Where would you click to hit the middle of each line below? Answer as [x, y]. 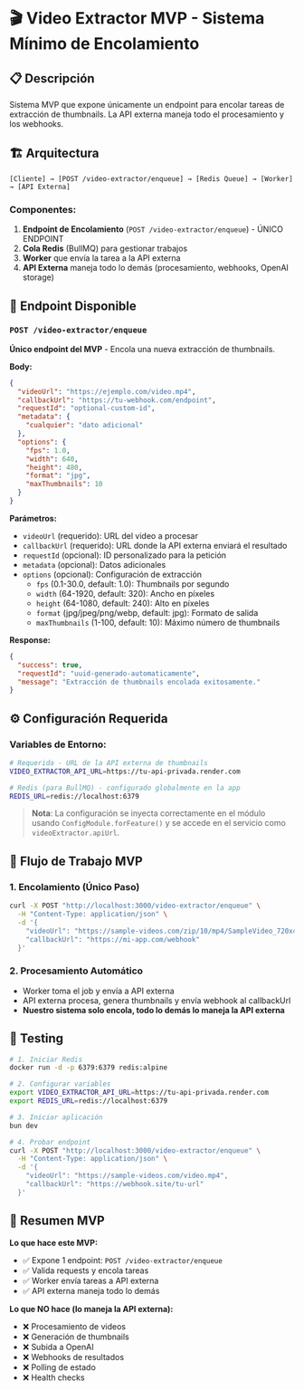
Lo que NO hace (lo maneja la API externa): [91, 1309]
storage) [38, 277]
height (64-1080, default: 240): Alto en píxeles [123, 603]
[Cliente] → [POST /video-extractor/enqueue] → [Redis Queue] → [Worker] [152, 178]
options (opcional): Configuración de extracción [112, 574]
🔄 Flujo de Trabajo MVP [76, 861]
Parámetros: [33, 518]
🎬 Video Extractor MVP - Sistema [137, 19]
